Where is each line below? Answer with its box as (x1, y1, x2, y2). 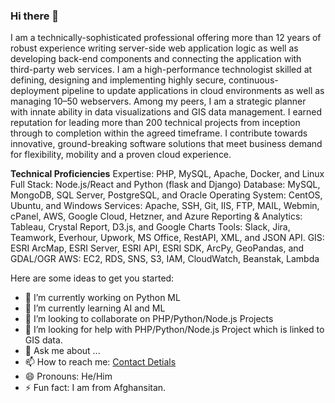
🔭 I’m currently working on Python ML (24, 292, 181, 304)
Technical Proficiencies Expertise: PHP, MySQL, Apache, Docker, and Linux (10, 168, 325, 180)
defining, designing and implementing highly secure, (10, 74, 227, 86)
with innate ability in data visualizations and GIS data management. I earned (10, 106, 323, 118)
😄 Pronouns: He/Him (24, 370, 113, 383)
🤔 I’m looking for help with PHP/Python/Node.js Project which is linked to (24, 324, 325, 336)
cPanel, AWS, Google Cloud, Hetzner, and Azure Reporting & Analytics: (10, 210, 303, 223)
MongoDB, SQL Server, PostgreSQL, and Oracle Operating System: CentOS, (10, 189, 323, 201)
